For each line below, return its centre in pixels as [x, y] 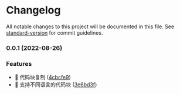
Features [19, 63]
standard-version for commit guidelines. [55, 32]
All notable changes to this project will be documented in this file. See [90, 26]
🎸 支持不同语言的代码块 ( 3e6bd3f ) [56, 85]
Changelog [33, 10]
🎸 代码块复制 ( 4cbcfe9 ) [43, 78]
